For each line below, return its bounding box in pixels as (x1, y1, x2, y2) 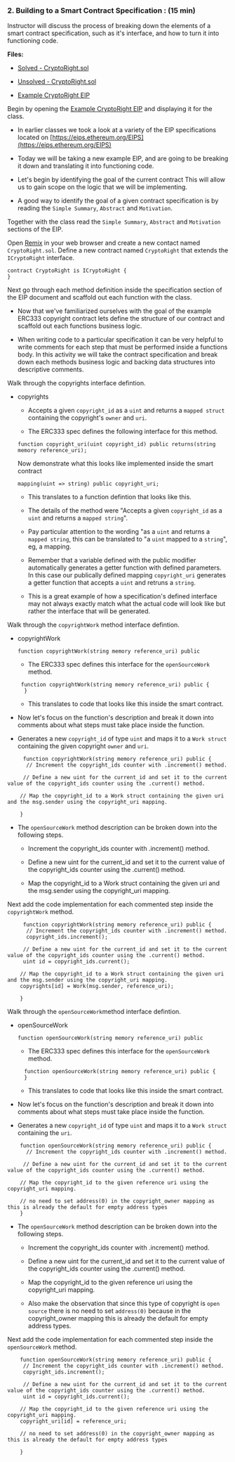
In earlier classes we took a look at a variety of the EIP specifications (17, 126, 216, 134)
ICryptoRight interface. (7, 254, 75, 262)
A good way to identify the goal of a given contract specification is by (17, 196, 219, 205)
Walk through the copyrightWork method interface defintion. (7, 621, 180, 629)
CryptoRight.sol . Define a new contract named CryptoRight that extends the (7, 246, 229, 255)
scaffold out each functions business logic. (17, 322, 142, 331)
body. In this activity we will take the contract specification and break (17, 350, 218, 359)
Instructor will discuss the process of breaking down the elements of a (7, 22, 211, 30)
